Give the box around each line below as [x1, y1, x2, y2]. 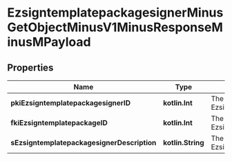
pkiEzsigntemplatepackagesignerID [10, 98, 131, 108]
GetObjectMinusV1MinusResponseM [7, 19, 223, 35]
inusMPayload [7, 35, 91, 50]
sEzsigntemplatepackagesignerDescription [10, 138, 157, 147]
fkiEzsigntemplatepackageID [10, 118, 108, 127]
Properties [7, 61, 54, 73]
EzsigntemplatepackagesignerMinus [7, 5, 224, 21]
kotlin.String [163, 138, 205, 147]
